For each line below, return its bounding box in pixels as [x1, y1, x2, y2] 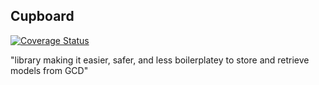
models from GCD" [10, 64, 89, 76]
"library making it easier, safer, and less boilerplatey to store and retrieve [10, 54, 310, 66]
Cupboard [10, 8, 75, 25]
